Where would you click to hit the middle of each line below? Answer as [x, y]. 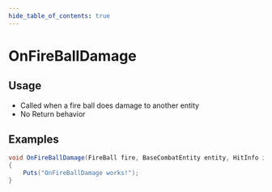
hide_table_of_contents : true [59, 16]
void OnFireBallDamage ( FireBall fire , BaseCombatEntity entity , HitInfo [134, 158]
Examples [34, 140]
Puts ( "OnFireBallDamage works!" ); [81, 173]
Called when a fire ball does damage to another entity [110, 105]
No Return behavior [53, 113]
